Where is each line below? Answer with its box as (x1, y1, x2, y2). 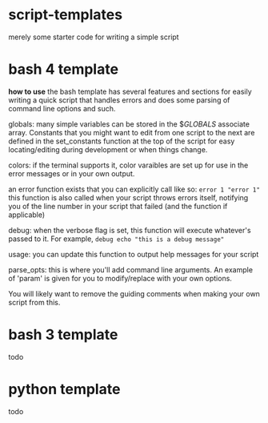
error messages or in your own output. (8, 168, 135, 178)
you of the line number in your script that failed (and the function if (8, 201, 228, 211)
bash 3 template (8, 326, 118, 344)
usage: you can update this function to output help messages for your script (8, 249, 259, 259)
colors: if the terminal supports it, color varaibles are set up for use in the (8, 160, 249, 170)
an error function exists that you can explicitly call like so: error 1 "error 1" (8, 184, 260, 194)
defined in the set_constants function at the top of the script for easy (8, 136, 235, 146)
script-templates (8, 6, 122, 24)
